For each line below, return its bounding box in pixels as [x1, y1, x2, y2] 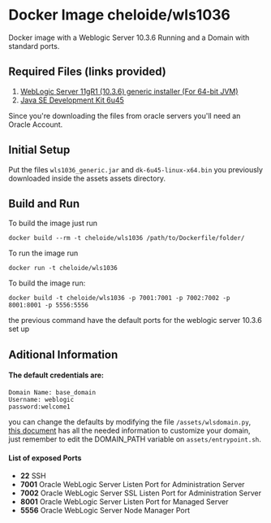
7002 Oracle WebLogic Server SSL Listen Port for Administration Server [19, 488, 262, 498]
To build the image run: [8, 278, 86, 288]
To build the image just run [8, 218, 97, 229]
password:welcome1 [8, 403, 71, 411]
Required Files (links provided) [8, 65, 166, 79]
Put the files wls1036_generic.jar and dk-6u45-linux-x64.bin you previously [8, 164, 264, 174]
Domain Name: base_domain [8, 388, 96, 396]
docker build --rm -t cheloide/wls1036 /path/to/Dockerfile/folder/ [8, 234, 245, 242]
